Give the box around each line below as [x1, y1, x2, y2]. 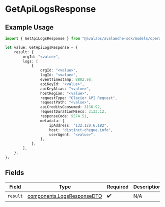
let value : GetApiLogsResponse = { [5, 45, 78, 50]
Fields [5, 169, 25, 177]
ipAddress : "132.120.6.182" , [49, 123, 109, 128]
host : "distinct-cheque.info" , [49, 127, 113, 133]
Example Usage [5, 23, 54, 32]
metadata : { [40, 118, 65, 123]
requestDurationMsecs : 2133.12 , [40, 109, 107, 114]
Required [107, 183, 129, 190]
